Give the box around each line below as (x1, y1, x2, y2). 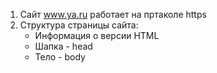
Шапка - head (34, 40, 93, 52)
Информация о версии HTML (34, 30, 160, 41)
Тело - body (34, 51, 86, 63)
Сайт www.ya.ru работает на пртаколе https (19, 9, 207, 20)
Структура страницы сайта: (19, 19, 139, 31)
